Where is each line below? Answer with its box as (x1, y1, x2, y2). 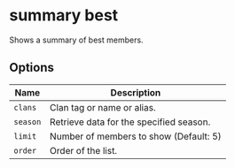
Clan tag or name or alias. (50, 101, 157, 113)
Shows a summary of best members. (9, 34, 144, 45)
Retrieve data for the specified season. (50, 116, 211, 128)
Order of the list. (50, 144, 118, 157)
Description (110, 86, 161, 98)
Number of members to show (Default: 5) (50, 130, 222, 142)
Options (9, 60, 55, 75)
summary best (9, 5, 119, 26)
